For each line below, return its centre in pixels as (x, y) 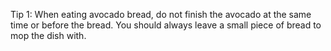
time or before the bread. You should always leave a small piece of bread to (166, 25)
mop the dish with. (48, 35)
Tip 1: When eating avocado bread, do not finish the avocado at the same (161, 14)
